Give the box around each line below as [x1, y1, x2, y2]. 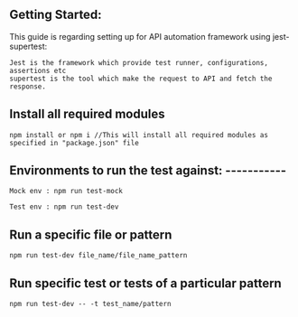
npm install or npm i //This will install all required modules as [9, 130, 269, 139]
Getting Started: [9, 7, 102, 23]
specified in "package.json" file [9, 138, 140, 147]
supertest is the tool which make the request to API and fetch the [9, 74, 273, 83]
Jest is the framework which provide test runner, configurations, [9, 58, 269, 67]
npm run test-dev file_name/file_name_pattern [9, 251, 188, 260]
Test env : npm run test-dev [9, 202, 119, 211]
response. [9, 81, 47, 91]
